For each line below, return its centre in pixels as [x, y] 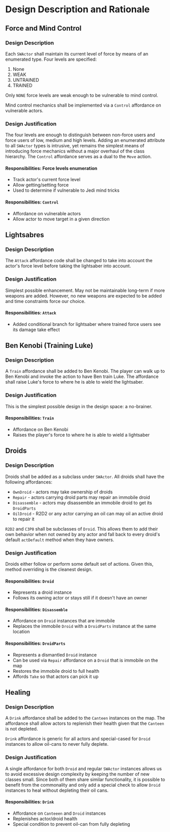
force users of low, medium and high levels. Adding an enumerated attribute [85, 140]
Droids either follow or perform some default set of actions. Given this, [79, 564]
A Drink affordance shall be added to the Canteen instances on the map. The [85, 718]
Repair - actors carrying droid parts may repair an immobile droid [81, 497]
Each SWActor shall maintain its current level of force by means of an [77, 54]
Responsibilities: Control [32, 202]
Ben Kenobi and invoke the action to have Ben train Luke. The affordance [82, 376]
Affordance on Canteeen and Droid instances [59, 813]
